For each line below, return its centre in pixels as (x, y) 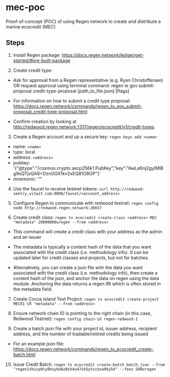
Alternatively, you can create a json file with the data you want (78, 267)
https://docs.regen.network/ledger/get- (103, 55)
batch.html (24, 354)
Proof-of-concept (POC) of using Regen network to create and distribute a (83, 21)
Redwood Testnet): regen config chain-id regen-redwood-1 (75, 319)
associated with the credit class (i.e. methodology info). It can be (81, 252)
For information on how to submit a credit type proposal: (72, 101)
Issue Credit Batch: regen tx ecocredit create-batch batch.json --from (89, 364)
